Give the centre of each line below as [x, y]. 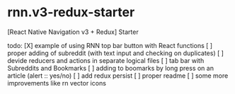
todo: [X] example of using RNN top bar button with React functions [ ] [110, 45]
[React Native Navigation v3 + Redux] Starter [73, 32]
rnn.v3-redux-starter [71, 12]
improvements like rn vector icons [57, 83]
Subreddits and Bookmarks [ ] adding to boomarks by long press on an [111, 68]
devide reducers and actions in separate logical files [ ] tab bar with [106, 60]
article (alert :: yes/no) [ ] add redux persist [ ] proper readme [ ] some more [118, 76]
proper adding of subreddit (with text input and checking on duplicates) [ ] [116, 53]
